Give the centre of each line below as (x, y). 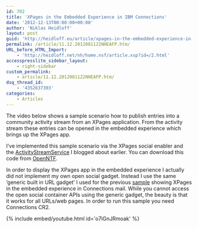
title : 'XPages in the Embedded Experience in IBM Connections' (87, 17)
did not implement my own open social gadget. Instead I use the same (91, 176)
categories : (21, 93)
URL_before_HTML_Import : (37, 50)
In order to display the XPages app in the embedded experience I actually (95, 170)
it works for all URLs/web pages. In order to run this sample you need (90, 201)
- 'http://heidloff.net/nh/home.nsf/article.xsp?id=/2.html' (93, 55)
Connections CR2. (28, 207)
